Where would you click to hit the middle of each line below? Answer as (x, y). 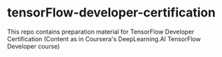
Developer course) (33, 46)
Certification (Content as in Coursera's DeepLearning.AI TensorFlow (104, 38)
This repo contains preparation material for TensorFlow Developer (101, 32)
